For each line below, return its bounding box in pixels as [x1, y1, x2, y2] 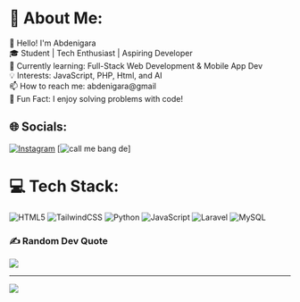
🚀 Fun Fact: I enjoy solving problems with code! [9, 93, 184, 104]
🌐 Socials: [9, 120, 68, 135]
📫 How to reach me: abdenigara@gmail [9, 80, 156, 91]
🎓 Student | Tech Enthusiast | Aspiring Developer [9, 47, 194, 58]
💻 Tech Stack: [9, 176, 120, 196]
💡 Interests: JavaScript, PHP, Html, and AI [9, 70, 162, 80]
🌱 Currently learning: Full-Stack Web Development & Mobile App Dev [9, 60, 263, 71]
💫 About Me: [9, 8, 104, 29]
